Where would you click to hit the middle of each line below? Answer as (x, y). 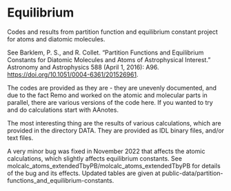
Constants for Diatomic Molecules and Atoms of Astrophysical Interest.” (109, 59)
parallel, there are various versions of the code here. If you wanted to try (110, 102)
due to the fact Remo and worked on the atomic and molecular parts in (108, 95)
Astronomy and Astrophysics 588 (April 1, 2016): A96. (83, 67)
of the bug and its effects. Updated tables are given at (84, 173)
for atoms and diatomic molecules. (56, 39)
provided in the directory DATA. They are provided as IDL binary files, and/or (116, 130)
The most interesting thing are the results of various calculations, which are (114, 123)
